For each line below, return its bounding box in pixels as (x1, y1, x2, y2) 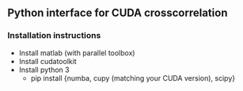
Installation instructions (7, 30, 101, 41)
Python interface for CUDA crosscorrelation (7, 6, 228, 20)
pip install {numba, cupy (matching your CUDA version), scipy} (30, 73, 235, 82)
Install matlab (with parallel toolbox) (18, 47, 135, 58)
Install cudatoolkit (18, 56, 77, 66)
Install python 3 (18, 65, 70, 74)
